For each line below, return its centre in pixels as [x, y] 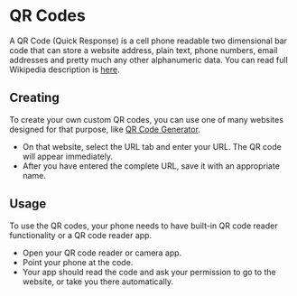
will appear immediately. [67, 156]
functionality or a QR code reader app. [80, 235]
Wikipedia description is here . [65, 69]
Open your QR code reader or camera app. [102, 253]
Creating [35, 98]
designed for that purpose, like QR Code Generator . [105, 129]
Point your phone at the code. [78, 262]
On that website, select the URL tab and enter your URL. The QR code [152, 146]
